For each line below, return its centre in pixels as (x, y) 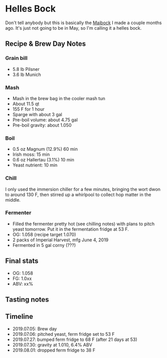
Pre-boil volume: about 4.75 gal (45, 120)
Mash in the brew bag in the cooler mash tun (59, 98)
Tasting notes (27, 300)
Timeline (19, 317)
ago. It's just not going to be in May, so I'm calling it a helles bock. (73, 28)
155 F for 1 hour (28, 109)
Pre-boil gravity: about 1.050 (42, 125)
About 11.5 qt (26, 104)
